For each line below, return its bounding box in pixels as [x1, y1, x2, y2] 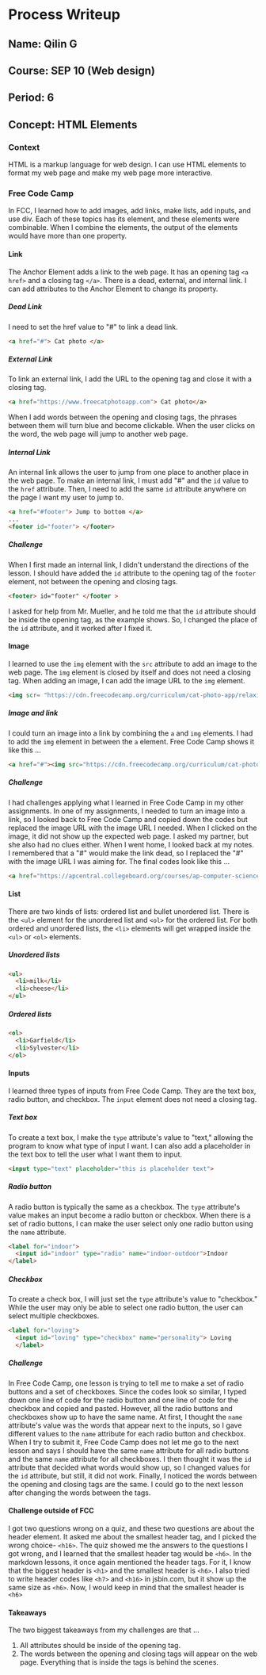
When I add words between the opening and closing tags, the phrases [8, 412, 237, 422]
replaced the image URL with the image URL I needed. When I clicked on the [8, 823, 257, 832]
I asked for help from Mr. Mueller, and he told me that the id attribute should [8, 606, 256, 616]
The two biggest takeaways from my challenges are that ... [8, 1625, 199, 1635]
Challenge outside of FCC [8, 1506, 95, 1516]
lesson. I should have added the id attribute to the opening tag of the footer [8, 568, 256, 578]
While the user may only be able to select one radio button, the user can [8, 1302, 244, 1313]
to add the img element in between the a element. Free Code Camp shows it [8, 736, 255, 746]
